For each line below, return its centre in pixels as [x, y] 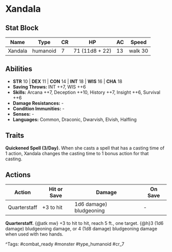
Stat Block [22, 28]
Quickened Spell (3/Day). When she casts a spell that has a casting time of [85, 148]
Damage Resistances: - [38, 103]
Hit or [56, 189]
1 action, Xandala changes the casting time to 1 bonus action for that [77, 153]
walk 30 [138, 51]
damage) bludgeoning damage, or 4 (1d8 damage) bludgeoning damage [81, 229]
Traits [15, 135]
